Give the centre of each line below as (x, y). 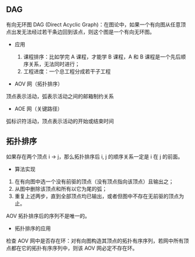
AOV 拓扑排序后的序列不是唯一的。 (48, 215)
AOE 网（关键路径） (39, 108)
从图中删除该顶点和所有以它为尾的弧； (61, 189)
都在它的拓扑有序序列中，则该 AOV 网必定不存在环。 (74, 248)
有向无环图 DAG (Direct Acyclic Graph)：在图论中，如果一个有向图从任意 (93, 24)
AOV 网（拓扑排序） (39, 84)
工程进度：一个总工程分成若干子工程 (67, 71)
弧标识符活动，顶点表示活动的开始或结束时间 (60, 121)
